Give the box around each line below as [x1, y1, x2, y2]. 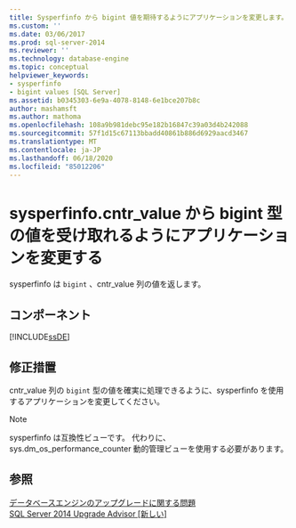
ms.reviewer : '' [9, 46, 69, 55]
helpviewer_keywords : [9, 71, 90, 80]
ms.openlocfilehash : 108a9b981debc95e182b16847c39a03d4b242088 [9, 121, 249, 130]
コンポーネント [9, 307, 92, 322]
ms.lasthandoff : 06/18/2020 [9, 153, 114, 163]
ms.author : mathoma [9, 112, 82, 121]
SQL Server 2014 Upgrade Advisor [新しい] [9, 508, 167, 519]
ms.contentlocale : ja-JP [9, 145, 101, 154]
